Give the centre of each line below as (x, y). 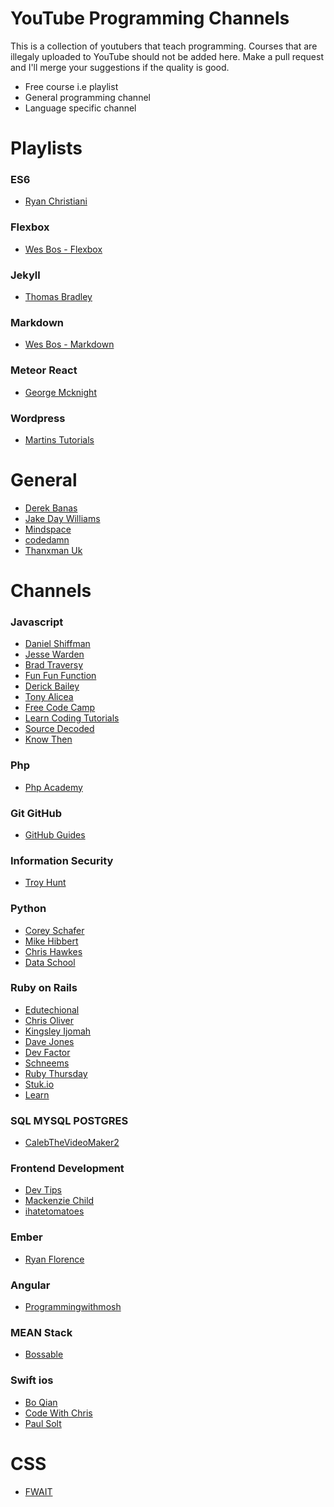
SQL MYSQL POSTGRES (69, 1120)
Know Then (48, 739)
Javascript (37, 622)
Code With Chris (58, 1413)
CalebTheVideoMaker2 (72, 1143)
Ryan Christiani (56, 201)
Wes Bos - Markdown (69, 344)
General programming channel (87, 97)
